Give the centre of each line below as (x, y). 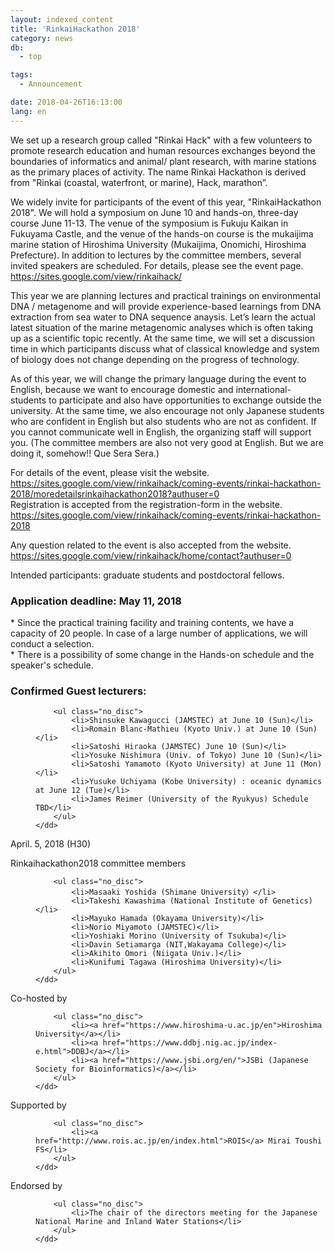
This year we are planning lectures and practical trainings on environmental (165, 295)
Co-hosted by (39, 998)
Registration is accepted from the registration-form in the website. (146, 504)
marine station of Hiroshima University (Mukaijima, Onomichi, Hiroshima (158, 244)
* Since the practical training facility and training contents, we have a (152, 622)
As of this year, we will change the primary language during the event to (158, 378)
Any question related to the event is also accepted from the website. (151, 545)
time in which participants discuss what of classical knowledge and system (165, 348)
